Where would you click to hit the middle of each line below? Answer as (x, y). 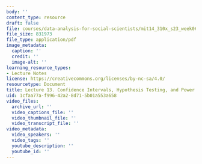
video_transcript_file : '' (45, 124)
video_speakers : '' (36, 135)
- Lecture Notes (26, 73)
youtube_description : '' (43, 146)
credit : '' (25, 56)
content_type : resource (36, 17)
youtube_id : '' (31, 151)
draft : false (23, 23)
